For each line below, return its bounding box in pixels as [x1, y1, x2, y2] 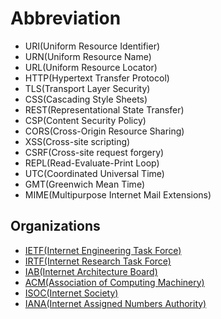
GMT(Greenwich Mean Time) [24, 178, 145, 190]
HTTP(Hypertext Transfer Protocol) [24, 72, 170, 84]
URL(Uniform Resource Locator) [24, 61, 158, 73]
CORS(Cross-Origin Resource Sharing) [24, 125, 185, 137]
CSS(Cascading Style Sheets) [24, 93, 148, 105]
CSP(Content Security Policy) [24, 114, 147, 126]
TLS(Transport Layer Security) [24, 82, 151, 94]
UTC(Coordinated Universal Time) [24, 167, 165, 179]
